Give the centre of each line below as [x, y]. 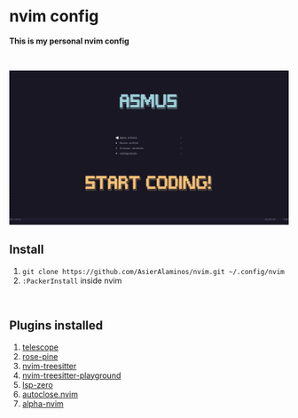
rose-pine [40, 356]
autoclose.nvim [50, 394]
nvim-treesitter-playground [71, 375]
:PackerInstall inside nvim [72, 280]
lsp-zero [37, 384]
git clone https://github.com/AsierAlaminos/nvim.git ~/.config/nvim [153, 272]
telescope [40, 347]
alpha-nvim [43, 403]
